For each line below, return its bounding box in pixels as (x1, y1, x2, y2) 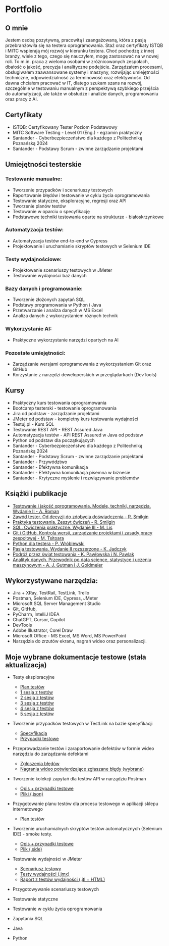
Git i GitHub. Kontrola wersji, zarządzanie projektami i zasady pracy (12, 529, 153, 536)
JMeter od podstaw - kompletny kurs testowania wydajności (12, 416, 139, 422)
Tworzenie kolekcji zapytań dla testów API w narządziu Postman (12, 776, 146, 782)
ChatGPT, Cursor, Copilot (12, 617, 66, 623)
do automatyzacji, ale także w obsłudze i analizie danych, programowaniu (5, 91, 158, 96)
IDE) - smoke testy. (12, 831, 53, 837)
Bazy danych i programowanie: (5, 285, 83, 292)
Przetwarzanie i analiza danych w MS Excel (12, 307, 103, 314)
